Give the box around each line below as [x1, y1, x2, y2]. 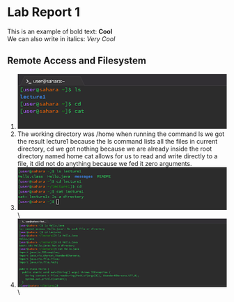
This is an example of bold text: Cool [7, 27, 113, 36]
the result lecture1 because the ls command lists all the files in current [17, 137, 218, 146]
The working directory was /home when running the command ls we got [17, 130, 225, 138]
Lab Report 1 [7, 4, 80, 20]
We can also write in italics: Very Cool [7, 34, 116, 43]
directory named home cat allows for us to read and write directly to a [17, 152, 218, 160]
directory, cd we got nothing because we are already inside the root [17, 144, 212, 153]
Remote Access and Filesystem [7, 55, 146, 67]
